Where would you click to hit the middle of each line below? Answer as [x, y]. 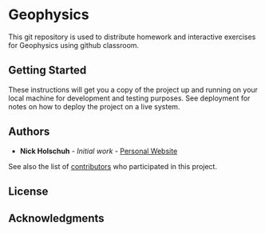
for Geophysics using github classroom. [74, 45]
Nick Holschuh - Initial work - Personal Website [99, 151]
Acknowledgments [57, 218]
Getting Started [47, 71]
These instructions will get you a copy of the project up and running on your [133, 89]
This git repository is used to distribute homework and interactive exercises [132, 37]
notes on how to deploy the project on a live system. [94, 106]
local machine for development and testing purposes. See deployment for [129, 98]
